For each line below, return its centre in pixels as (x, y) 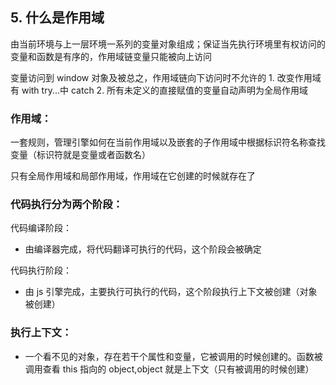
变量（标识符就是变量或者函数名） (80, 155)
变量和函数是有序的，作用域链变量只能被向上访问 (111, 56)
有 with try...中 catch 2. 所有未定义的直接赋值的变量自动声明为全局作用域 (159, 90)
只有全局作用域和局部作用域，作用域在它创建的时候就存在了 (133, 176)
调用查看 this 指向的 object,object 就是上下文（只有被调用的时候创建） (169, 369)
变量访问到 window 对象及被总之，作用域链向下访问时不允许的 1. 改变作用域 (166, 77)
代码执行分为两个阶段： (66, 205)
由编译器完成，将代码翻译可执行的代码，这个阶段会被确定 (143, 249)
